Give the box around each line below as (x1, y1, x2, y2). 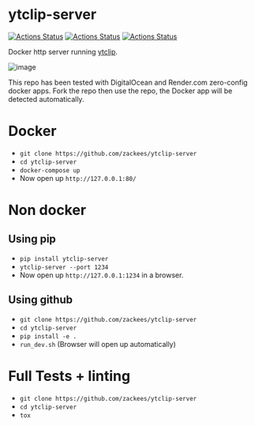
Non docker (8, 202, 87, 219)
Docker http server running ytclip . (8, 47, 118, 56)
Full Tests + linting (8, 367, 131, 385)
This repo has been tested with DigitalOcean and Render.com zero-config (8, 77, 248, 87)
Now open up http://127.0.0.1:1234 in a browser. (19, 270, 184, 280)
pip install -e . (19, 332, 77, 341)
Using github (8, 293, 73, 307)
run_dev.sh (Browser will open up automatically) (19, 339, 176, 349)
